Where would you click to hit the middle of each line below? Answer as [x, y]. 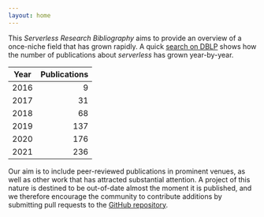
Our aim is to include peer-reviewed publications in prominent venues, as [127, 171]
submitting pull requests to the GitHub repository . [88, 204]
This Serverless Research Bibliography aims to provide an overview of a [125, 38]
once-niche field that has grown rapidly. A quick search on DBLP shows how [132, 46]
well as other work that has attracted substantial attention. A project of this [129, 179]
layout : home [30, 15]
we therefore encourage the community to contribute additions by [115, 196]
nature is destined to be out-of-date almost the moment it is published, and [130, 188]
